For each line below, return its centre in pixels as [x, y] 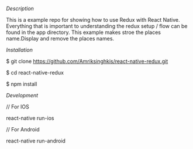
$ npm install [22, 84]
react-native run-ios [30, 118]
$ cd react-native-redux [35, 72]
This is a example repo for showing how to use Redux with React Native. [93, 20]
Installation [20, 50]
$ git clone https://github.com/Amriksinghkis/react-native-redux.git [87, 61]
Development [22, 95]
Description [20, 9]
